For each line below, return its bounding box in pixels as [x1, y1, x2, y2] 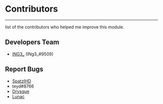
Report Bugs [5, 65, 44, 73]
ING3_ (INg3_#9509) [12, 51, 54, 57]
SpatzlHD [12, 78, 32, 84]
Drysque [12, 88, 30, 94]
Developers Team [5, 38, 60, 47]
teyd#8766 [12, 83, 34, 89]
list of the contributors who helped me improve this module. [5, 24, 125, 30]
